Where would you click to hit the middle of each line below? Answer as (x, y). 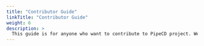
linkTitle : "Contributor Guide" (47, 17)
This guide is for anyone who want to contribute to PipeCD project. (101, 34)
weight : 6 (19, 23)
